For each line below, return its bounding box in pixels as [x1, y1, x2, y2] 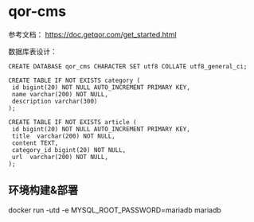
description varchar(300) [11, 97, 98, 105]
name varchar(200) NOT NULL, [11, 90, 109, 98]
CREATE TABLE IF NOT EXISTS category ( [8, 76, 141, 84]
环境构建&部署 [8, 184, 79, 197]
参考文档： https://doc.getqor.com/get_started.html [8, 29, 177, 39]
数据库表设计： [8, 46, 57, 56]
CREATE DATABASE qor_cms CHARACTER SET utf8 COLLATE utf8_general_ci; [8, 62, 248, 70]
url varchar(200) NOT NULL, [11, 153, 109, 161]
